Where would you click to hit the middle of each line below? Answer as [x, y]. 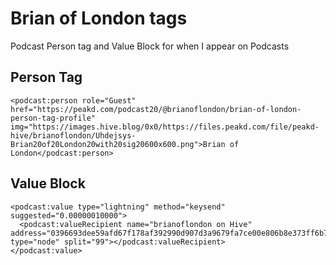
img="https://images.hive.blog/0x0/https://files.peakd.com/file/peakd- [165, 127]
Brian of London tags [99, 18]
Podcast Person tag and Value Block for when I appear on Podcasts [150, 46]
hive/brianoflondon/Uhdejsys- [73, 135]
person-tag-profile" [53, 118]
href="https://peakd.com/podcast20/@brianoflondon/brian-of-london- [156, 109]
